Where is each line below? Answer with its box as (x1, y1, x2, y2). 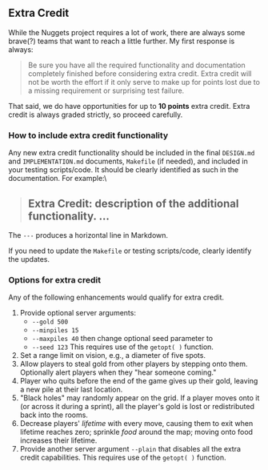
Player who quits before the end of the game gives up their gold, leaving (19, 376, 258, 386)
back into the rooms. (19, 410, 88, 420)
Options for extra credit (8, 274, 102, 285)
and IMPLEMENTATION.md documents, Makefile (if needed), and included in (8, 156, 248, 167)
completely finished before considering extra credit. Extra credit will (27, 68, 252, 78)
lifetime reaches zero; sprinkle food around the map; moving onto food (19, 428, 254, 437)
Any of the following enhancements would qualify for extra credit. (8, 292, 225, 303)
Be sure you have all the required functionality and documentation (27, 60, 246, 70)
